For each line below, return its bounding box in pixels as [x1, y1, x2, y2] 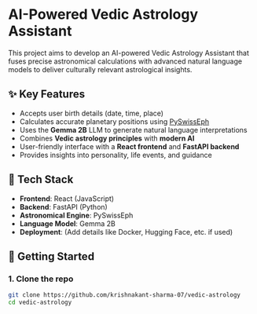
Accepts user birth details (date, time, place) [19, 108, 163, 118]
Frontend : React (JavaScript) [19, 194, 115, 203]
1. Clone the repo [8, 273, 74, 284]
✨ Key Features [8, 88, 85, 101]
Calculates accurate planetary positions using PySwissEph [19, 116, 210, 126]
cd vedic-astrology [8, 298, 72, 307]
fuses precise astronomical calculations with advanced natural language [8, 57, 242, 66]
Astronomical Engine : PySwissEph [19, 210, 134, 220]
